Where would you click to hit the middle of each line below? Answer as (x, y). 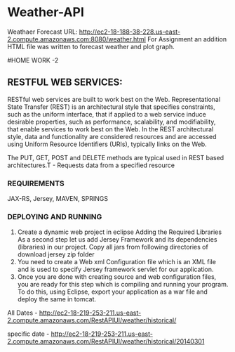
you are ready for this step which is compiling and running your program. (123, 285)
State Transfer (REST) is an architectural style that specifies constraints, (111, 107)
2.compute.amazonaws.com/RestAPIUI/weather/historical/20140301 (106, 341)
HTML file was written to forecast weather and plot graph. (91, 46)
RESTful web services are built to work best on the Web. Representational (114, 99)
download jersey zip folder (56, 254)
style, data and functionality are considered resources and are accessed (112, 136)
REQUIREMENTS (36, 183)
